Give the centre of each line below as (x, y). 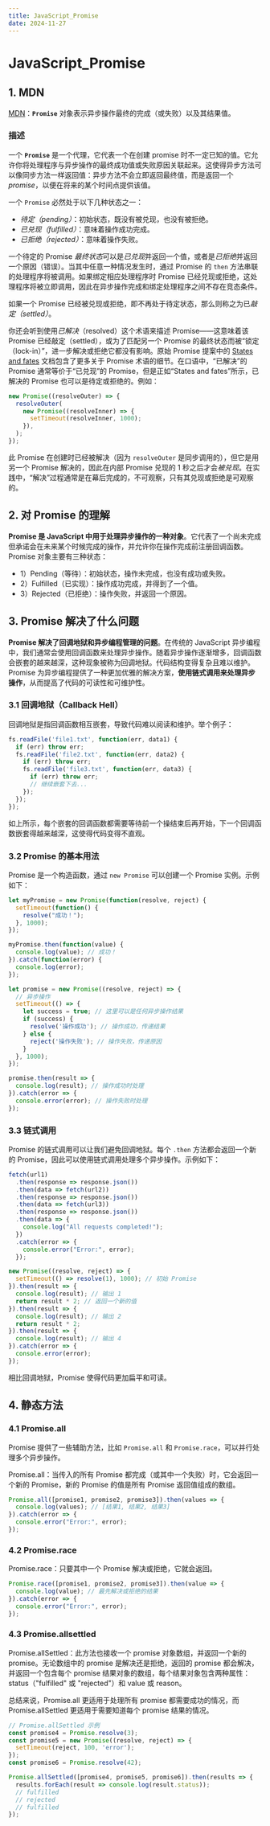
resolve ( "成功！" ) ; (53, 915)
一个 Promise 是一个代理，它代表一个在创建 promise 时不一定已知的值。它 (130, 154)
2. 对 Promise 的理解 (59, 515)
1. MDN (27, 93)
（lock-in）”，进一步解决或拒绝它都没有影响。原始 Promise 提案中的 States (131, 351)
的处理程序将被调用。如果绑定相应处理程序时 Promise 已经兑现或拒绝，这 (129, 276)
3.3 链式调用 (33, 1130)
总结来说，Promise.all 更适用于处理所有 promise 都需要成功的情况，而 (124, 1700)
